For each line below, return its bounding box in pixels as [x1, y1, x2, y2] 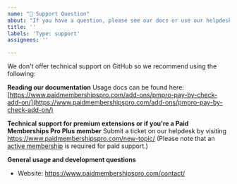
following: [7, 70, 36, 78]
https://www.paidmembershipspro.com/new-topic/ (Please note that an [7, 135, 215, 143]
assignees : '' [7, 37, 49, 44]
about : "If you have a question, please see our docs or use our [7, 17, 203, 24]
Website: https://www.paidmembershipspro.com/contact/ [17, 169, 186, 178]
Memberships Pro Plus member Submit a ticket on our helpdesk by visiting [7, 127, 227, 135]
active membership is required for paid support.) [7, 142, 148, 150]
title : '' [7, 23, 37, 30]
